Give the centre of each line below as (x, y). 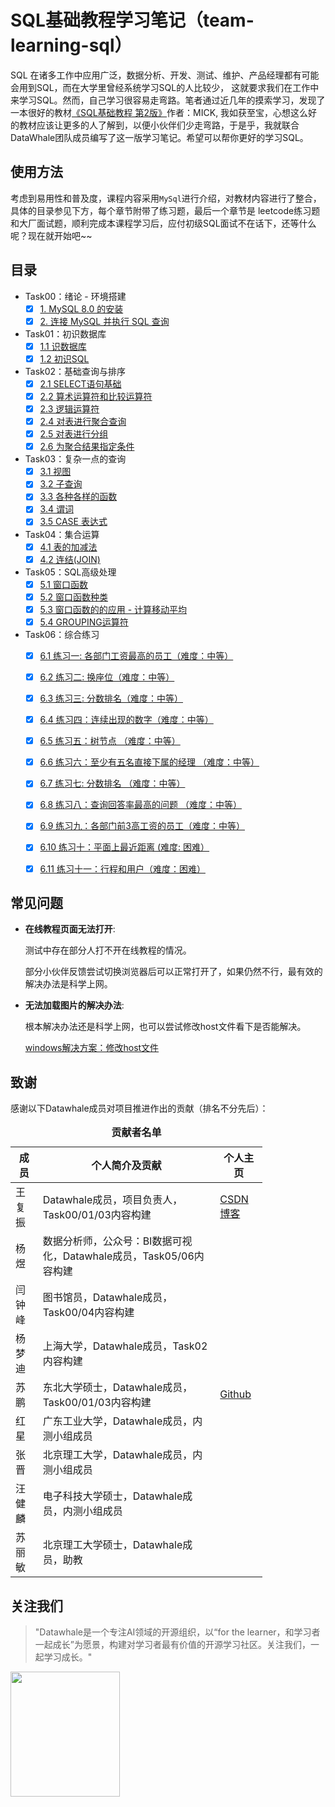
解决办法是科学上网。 (68, 984)
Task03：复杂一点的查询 (75, 459)
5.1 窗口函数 (63, 584)
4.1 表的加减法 (68, 547)
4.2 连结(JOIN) (70, 559)
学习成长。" (68, 1657)
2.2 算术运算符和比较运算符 (96, 396)
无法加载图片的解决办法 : (74, 1005)
